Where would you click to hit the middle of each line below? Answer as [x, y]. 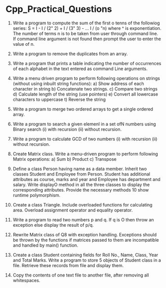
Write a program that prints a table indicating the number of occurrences [87, 63]
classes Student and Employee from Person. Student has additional [82, 174]
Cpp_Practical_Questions [59, 9]
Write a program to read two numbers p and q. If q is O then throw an [83, 219]
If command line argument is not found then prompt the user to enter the [87, 39]
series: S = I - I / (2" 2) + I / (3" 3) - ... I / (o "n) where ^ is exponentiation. [87, 28]
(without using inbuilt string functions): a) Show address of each [78, 84]
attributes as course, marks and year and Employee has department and [86, 179]
